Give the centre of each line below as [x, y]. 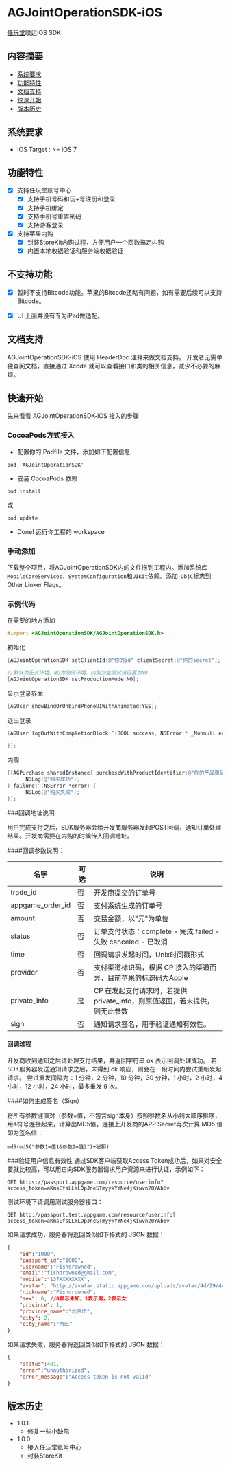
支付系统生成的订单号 [128, 905]
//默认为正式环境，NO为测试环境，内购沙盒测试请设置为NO [78, 673]
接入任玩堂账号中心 [54, 1447]
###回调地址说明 [31, 812]
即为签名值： [25, 1133]
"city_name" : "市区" [46, 1324]
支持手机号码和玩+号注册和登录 [71, 199]
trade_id [24, 892]
